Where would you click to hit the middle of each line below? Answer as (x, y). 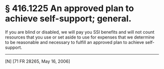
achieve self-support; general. (68, 19)
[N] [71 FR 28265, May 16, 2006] (38, 61)
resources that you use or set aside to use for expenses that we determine (80, 37)
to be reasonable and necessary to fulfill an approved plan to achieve (75, 42)
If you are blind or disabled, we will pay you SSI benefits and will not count (80, 32)
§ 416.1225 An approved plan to (70, 8)
